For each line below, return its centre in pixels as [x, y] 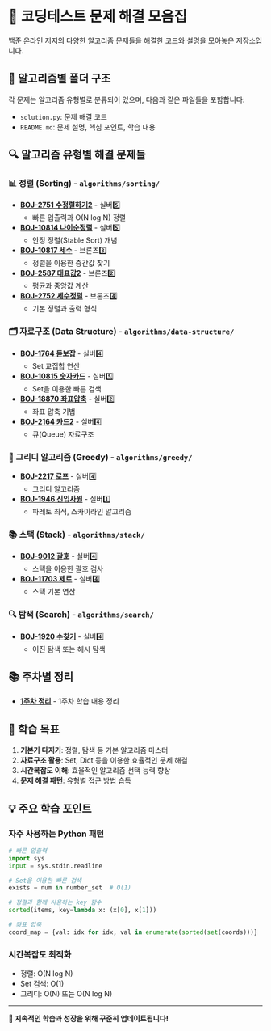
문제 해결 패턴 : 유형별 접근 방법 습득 [75, 780]
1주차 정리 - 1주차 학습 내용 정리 [69, 701]
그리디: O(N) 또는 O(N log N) [66, 994]
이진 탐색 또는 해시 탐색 [69, 649]
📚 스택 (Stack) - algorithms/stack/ [77, 535]
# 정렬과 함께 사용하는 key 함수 [55, 902]
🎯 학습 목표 [34, 729]
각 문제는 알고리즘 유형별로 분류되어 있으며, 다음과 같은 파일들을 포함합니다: [127, 99]
